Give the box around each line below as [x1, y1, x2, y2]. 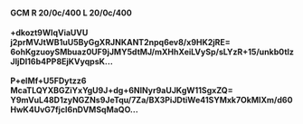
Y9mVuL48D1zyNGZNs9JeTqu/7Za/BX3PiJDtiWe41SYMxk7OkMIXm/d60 [10, 95, 293, 106]
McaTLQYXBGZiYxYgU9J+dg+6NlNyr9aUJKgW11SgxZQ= [10, 85, 233, 96]
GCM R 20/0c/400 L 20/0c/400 [10, 7, 132, 18]
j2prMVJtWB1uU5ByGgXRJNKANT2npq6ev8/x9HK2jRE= [10, 37, 232, 48]
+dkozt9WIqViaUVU [10, 27, 89, 38]
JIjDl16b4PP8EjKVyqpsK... [10, 56, 114, 67]
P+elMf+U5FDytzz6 [10, 75, 87, 86]
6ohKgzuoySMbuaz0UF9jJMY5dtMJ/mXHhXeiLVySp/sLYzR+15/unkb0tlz [10, 46, 295, 58]
